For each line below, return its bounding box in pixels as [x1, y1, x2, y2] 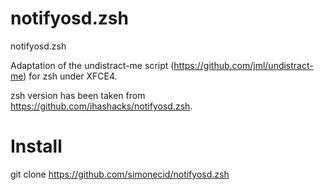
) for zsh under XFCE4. [23, 70, 118, 82]
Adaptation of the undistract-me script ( [10, 59, 175, 71]
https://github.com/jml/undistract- [173, 59, 314, 71]
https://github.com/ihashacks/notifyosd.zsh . [10, 100, 193, 112]
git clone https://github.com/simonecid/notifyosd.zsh [10, 168, 230, 180]
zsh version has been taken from [10, 89, 146, 101]
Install [10, 135, 63, 158]
